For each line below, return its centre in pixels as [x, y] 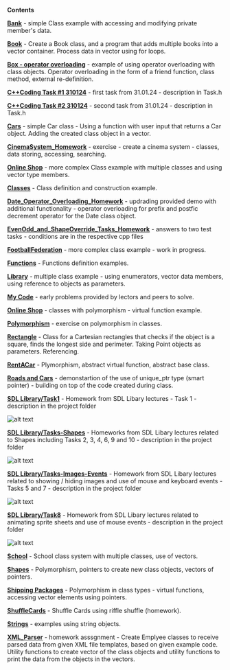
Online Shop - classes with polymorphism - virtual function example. [105, 310]
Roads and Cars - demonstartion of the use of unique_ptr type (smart [106, 378]
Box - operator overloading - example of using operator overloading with [111, 64]
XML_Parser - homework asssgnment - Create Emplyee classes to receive [113, 637]
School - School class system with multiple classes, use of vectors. [103, 556]
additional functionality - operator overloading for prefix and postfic [103, 208]
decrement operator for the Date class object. [72, 216]
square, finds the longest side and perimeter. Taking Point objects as [104, 344]
